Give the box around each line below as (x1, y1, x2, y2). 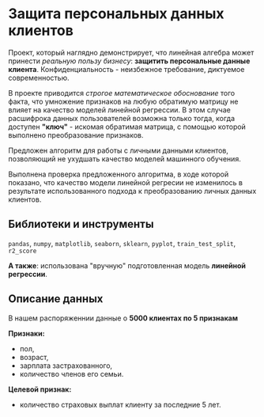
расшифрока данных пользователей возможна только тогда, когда (8, 113, 236, 123)
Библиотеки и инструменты (8, 218, 154, 231)
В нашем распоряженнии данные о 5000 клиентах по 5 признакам (8, 313, 239, 323)
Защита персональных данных (8, 5, 224, 23)
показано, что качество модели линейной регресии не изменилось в (8, 177, 243, 187)
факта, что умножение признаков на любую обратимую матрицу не (8, 97, 239, 106)
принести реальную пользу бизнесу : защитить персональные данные (8, 56, 251, 66)
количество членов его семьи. (19, 369, 124, 378)
